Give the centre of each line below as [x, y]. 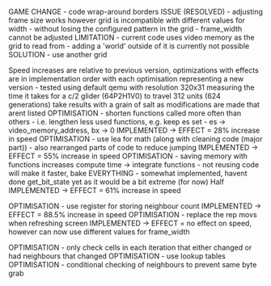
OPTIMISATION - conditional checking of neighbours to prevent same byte [133, 265]
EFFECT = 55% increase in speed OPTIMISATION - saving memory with [128, 156]
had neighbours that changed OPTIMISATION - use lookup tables [117, 256]
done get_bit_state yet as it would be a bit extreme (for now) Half [116, 182]
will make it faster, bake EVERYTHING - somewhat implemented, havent [128, 173]
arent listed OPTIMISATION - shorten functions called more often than [125, 113]
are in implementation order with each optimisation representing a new [126, 79]
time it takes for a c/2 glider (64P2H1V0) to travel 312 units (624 [114, 96]
